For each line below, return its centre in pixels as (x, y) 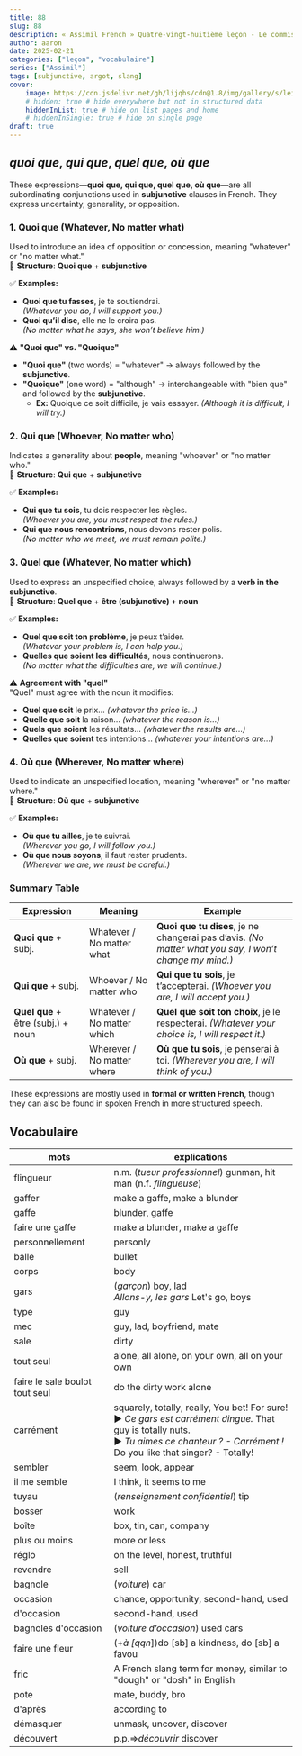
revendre (33, 1570)
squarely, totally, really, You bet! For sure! (201, 1408)
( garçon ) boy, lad (150, 1286)
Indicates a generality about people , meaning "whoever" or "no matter (140, 456)
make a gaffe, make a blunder (176, 1199)
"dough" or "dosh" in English (174, 1680)
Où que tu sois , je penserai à (218, 1049)
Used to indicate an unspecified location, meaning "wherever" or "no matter (150, 781)
